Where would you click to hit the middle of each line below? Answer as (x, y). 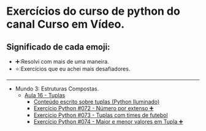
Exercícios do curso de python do (93, 11)
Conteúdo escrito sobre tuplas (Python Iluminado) (97, 102)
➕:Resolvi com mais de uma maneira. (62, 62)
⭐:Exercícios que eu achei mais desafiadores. (73, 69)
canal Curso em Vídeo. (66, 24)
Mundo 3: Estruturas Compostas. (57, 89)
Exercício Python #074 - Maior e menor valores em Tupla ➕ (108, 122)
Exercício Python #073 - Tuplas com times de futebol (101, 115)
